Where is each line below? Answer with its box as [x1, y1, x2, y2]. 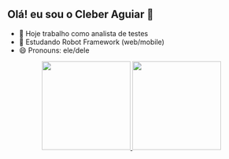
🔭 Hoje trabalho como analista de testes [18, 28, 149, 38]
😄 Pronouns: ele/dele [18, 45, 90, 55]
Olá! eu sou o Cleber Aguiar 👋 [7, 8, 154, 21]
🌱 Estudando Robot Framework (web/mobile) [18, 37, 164, 46]
